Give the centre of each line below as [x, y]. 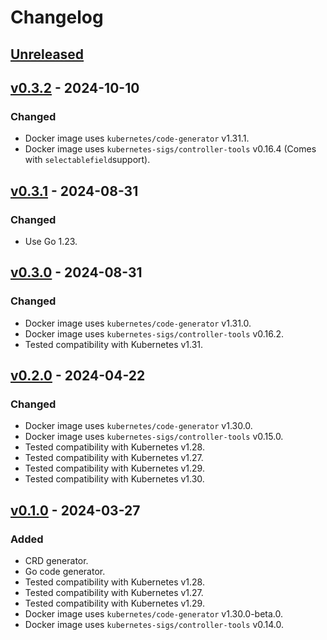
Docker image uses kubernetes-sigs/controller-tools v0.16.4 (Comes [170, 149]
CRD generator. [56, 561]
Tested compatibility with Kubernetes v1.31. [114, 344]
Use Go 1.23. [51, 241]
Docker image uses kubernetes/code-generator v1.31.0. [138, 323]
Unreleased [47, 54]
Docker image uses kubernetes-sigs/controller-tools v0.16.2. [154, 333]
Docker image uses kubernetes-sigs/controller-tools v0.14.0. [154, 625]
